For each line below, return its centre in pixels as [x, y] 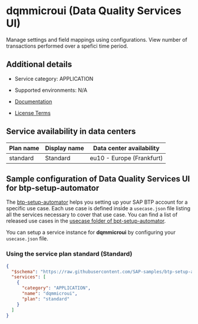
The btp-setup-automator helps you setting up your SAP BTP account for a [97, 202]
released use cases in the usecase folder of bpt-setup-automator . [86, 221]
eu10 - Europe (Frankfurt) [126, 158]
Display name [65, 148]
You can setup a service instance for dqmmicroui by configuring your [91, 232]
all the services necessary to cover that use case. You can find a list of [92, 215]
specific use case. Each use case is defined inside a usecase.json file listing [98, 209]
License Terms [33, 113]
